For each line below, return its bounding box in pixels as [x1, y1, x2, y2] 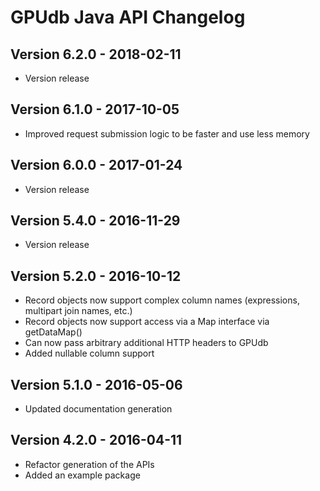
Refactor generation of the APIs [24, 458, 155, 470]
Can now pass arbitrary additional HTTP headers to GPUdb [24, 337, 269, 349]
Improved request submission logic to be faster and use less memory [24, 127, 310, 140]
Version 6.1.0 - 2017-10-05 [10, 101, 180, 118]
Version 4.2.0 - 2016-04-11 [10, 432, 183, 449]
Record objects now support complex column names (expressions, [24, 294, 300, 306]
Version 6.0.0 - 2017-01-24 [10, 157, 183, 174]
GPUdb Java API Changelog [10, 6, 246, 29]
